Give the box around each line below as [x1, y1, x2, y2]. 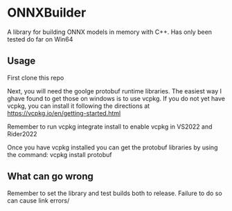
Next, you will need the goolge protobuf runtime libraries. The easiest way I [7, 86, 222, 95]
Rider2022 [7, 129, 37, 138]
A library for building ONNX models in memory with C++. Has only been [7, 28, 213, 36]
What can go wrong [7, 171, 93, 183]
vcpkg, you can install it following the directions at [7, 102, 150, 110]
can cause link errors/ [7, 196, 70, 205]
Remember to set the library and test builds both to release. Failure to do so [7, 189, 223, 197]
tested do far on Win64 [7, 35, 73, 43]
